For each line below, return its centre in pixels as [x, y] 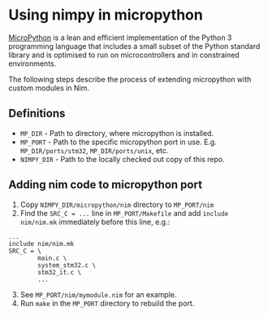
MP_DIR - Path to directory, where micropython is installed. [117, 133]
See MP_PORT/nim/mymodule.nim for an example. [98, 294]
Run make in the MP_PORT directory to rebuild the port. [107, 303]
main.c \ [52, 258]
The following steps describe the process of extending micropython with [130, 79]
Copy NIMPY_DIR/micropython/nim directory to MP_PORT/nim [117, 204]
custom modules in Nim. [49, 88]
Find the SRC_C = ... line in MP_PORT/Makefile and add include [124, 213]
